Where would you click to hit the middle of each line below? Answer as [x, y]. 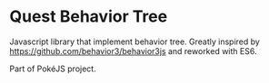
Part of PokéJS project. [53, 69]
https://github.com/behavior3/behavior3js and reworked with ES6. [133, 51]
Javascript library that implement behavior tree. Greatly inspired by [135, 41]
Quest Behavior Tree [89, 17]
